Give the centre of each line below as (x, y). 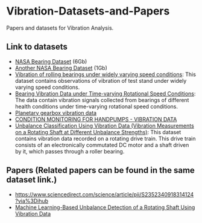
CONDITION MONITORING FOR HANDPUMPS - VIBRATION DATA (96, 119)
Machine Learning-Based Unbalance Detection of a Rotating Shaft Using (105, 207)
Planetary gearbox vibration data (56, 112)
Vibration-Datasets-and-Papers (88, 11)
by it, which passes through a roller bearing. (70, 151)
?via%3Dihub (32, 201)
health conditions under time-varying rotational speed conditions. (96, 106)
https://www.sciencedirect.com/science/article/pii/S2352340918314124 (104, 194)
